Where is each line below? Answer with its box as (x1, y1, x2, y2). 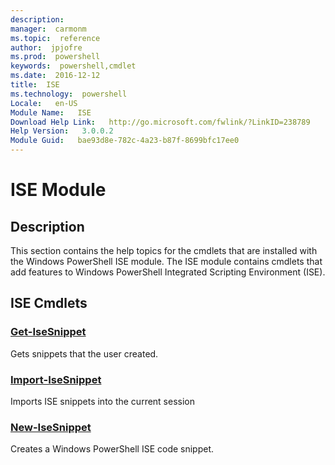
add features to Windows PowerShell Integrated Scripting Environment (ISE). (10, 266, 326, 278)
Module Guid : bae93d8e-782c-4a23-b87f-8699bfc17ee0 (10, 136, 240, 146)
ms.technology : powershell (10, 89, 128, 99)
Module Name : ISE (10, 107, 92, 118)
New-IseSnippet (10, 420, 92, 434)
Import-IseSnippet (10, 372, 102, 386)
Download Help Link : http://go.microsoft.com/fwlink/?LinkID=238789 (10, 117, 311, 127)
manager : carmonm (10, 24, 87, 34)
